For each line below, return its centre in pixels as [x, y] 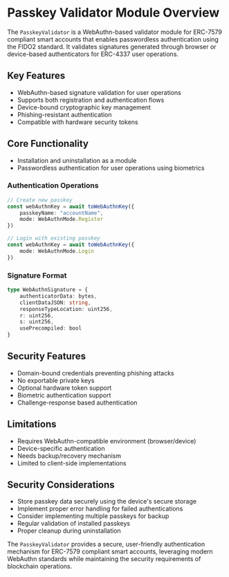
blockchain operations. [40, 567]
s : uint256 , [37, 322]
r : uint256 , [37, 316]
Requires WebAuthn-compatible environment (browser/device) [107, 441]
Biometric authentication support [64, 395]
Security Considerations [61, 485]
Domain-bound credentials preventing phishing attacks [95, 373]
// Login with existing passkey [54, 238]
